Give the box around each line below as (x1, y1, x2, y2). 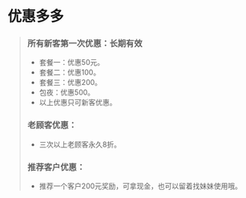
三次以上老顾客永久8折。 (38, 139, 122, 149)
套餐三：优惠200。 (38, 78, 102, 87)
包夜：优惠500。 (38, 87, 95, 97)
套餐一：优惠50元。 (38, 58, 105, 67)
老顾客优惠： (26, 119, 77, 131)
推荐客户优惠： (26, 161, 86, 172)
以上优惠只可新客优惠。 (38, 98, 117, 107)
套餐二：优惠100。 (38, 67, 101, 77)
